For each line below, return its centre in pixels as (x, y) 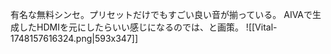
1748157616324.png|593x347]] (74, 38)
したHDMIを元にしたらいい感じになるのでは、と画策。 (131, 27)
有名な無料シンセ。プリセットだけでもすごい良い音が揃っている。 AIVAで (161, 14)
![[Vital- (261, 27)
